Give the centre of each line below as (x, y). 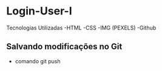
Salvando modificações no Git (64, 47)
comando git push (38, 61)
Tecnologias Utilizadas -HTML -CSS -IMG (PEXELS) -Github (81, 28)
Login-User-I (39, 11)
